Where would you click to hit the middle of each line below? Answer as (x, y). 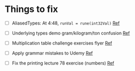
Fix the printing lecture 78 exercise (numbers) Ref (63, 63)
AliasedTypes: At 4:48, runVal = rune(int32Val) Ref (66, 23)
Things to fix (31, 9)
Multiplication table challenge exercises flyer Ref (62, 43)
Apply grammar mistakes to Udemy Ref (52, 53)
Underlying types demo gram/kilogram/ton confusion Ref (71, 33)
